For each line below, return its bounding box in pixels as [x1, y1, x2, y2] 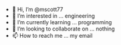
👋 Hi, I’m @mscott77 [12, 6, 63, 13]
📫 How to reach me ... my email [12, 32, 93, 39]
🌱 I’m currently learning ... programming [12, 19, 112, 26]
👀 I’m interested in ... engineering [12, 12, 95, 19]
